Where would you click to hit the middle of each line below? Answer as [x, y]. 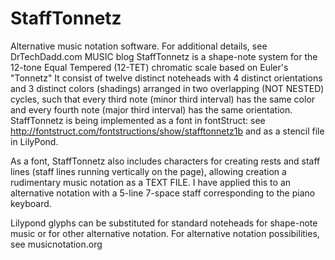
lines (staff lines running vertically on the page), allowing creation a [148, 171]
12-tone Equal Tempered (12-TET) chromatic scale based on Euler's [149, 67]
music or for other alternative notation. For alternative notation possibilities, [165, 233]
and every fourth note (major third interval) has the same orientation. [151, 109]
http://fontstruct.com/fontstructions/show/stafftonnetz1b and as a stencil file [167, 131]
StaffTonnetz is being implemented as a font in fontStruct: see [138, 120]
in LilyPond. [34, 141]
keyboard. [31, 203]
